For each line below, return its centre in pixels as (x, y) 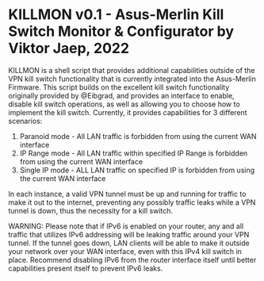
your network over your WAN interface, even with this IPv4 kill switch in (125, 251)
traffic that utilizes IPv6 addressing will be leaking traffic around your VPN (129, 234)
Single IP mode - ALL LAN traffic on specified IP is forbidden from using (137, 170)
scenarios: (25, 121)
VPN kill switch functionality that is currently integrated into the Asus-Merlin (132, 79)
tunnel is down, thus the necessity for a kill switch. (90, 210)
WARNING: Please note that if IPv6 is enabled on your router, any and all (126, 226)
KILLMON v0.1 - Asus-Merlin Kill (116, 15)
